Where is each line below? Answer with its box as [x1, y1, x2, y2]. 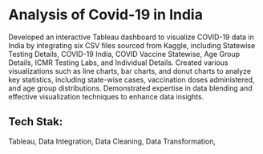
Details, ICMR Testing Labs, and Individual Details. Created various [8, 58, 229, 67]
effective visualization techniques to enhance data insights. [8, 91, 204, 101]
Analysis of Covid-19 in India [8, 6, 203, 24]
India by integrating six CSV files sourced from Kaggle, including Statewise [8, 40, 256, 50]
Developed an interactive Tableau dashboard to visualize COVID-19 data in [8, 32, 254, 42]
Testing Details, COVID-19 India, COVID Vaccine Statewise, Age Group [8, 49, 241, 59]
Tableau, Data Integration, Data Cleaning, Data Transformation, [8, 136, 216, 146]
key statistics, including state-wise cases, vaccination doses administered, [8, 75, 255, 84]
